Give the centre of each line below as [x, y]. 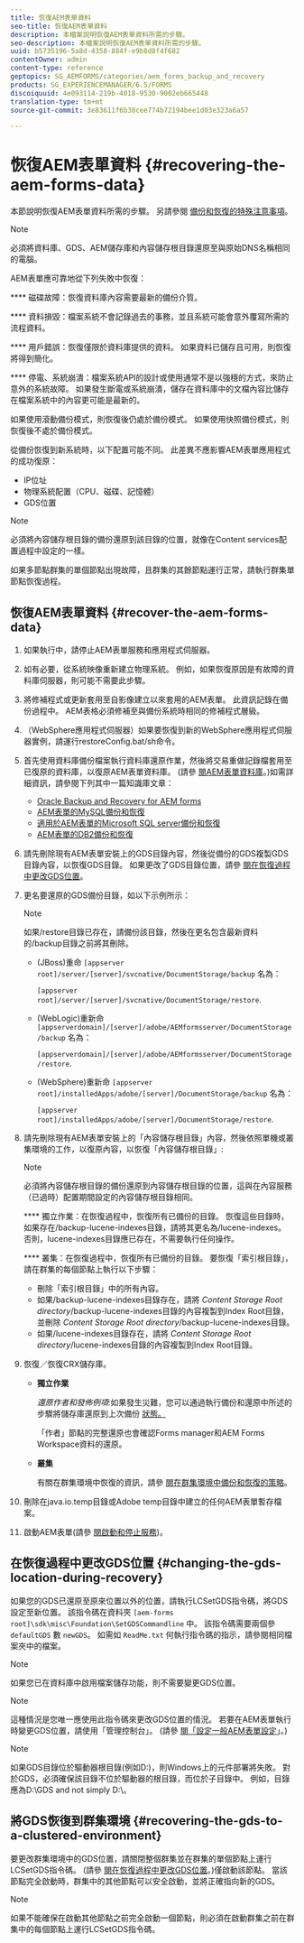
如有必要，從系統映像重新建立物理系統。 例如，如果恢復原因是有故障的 [155, 669]
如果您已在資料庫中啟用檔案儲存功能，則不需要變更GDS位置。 [125, 1682]
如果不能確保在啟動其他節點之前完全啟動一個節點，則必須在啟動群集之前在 [148, 1918]
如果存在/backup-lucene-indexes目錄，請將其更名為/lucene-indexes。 [155, 1227]
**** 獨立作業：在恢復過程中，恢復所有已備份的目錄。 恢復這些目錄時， [156, 1216]
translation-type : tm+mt [57, 102]
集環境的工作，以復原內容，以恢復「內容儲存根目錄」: [123, 1149]
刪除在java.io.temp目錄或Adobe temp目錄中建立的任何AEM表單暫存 [148, 1502]
